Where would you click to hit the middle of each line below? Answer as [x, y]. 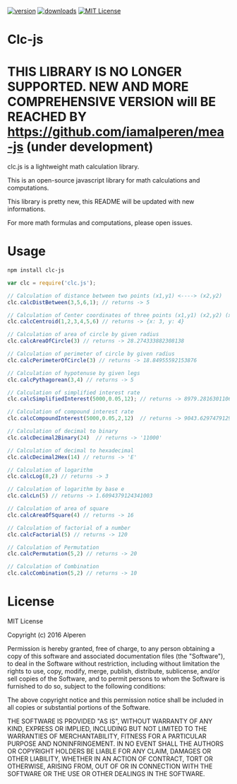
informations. [26, 209]
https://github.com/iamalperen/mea [116, 132]
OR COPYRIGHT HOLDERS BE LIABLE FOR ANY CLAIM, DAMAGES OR [109, 751]
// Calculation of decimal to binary [63, 432]
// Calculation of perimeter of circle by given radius [91, 354]
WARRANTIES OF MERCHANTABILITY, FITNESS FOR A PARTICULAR [107, 736]
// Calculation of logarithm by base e [66, 489]
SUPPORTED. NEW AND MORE [98, 87]
